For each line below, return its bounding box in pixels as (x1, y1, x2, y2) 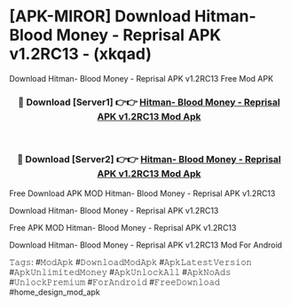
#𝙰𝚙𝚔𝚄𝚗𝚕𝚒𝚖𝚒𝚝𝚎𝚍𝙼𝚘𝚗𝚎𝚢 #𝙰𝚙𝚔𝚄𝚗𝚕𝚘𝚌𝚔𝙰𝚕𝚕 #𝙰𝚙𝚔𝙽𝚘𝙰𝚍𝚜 (9, 266, 232, 277)
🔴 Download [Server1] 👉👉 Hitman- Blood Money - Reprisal (17, 96, 281, 108)
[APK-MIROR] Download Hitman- (9, 6, 257, 27)
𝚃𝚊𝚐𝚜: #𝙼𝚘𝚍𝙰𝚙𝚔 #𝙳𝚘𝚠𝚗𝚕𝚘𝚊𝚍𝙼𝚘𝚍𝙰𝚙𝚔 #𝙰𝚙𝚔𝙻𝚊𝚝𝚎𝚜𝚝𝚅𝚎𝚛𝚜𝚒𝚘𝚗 (9, 256, 253, 267)
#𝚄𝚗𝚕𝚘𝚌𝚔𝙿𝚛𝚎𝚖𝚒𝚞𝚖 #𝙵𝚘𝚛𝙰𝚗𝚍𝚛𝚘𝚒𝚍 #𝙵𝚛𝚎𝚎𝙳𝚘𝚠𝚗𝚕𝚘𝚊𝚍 (9, 277, 220, 287)
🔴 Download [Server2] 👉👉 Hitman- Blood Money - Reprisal (17, 153, 281, 166)
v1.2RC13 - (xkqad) (9, 44, 153, 64)
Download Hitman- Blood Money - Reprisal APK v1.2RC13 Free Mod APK (9, 73, 273, 83)
